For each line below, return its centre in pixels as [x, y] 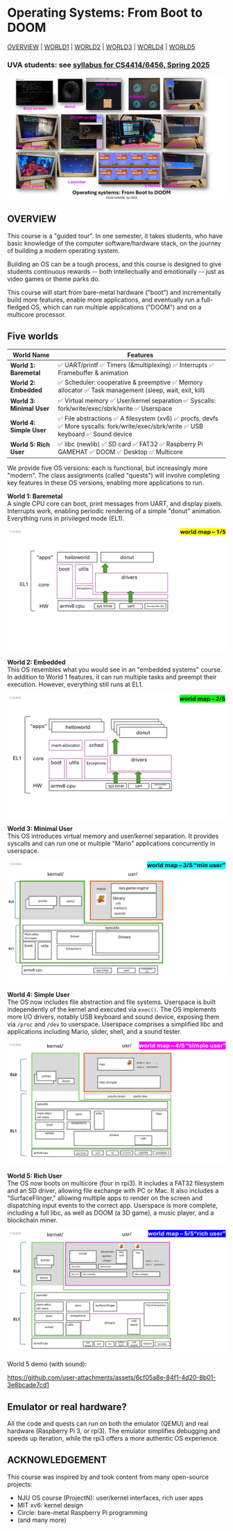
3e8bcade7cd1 [28, 1385]
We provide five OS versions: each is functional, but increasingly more [107, 468]
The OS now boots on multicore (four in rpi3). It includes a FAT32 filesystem [115, 1183]
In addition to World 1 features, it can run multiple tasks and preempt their [112, 677]
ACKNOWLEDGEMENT [57, 1460]
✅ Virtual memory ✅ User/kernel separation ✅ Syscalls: [137, 400]
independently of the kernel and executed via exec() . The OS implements [112, 1010]
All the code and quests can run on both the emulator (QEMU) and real [108, 1423]
